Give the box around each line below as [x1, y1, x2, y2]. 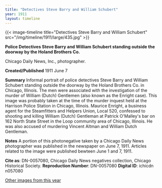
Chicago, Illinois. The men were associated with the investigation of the [5, 88, 147, 94]
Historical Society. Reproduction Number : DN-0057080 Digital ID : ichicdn [5, 163, 154, 169]
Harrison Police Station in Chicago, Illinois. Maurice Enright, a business [5, 103, 146, 109]
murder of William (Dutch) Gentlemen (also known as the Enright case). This [5, 93, 157, 98]
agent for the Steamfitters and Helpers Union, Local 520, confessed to [5, 108, 146, 114]
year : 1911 [5, 12, 27, 16]
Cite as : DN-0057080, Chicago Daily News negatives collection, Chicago [5, 158, 151, 164]
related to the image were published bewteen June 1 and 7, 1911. [5, 148, 133, 154]
